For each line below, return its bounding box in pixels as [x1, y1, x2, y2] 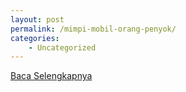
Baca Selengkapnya [10, 70, 93, 82]
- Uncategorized [28, 42, 97, 53]
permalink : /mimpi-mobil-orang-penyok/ [10, 24, 177, 34]
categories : [10, 33, 60, 43]
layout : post [10, 14, 65, 25]
